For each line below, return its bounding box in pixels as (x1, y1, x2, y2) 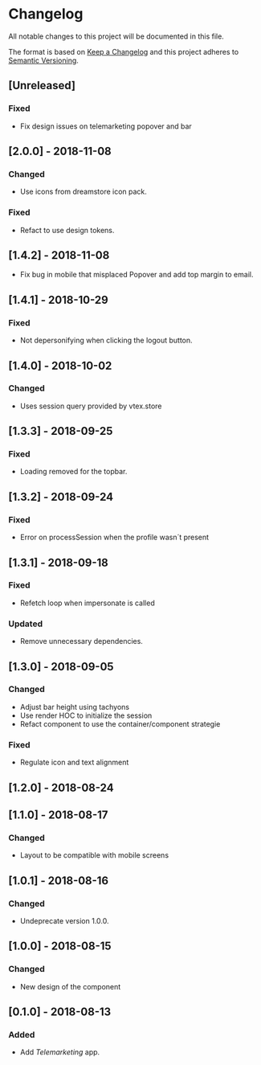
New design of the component (19, 981, 121, 991)
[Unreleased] (8, 79, 76, 92)
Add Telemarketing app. (19, 1047, 100, 1057)
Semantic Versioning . (8, 55, 79, 65)
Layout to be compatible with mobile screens (19, 850, 169, 860)
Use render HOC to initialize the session (19, 711, 153, 720)
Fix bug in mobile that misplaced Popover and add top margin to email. (19, 270, 254, 280)
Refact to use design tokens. (19, 225, 115, 235)
